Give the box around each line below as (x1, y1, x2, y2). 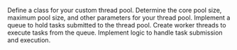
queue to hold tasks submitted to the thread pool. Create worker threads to (7, 21, 226, 29)
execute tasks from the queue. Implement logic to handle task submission (7, 28, 223, 37)
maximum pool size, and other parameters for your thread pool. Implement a (7, 13, 231, 22)
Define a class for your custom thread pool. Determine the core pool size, (7, 6, 222, 14)
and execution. (7, 36, 51, 44)
